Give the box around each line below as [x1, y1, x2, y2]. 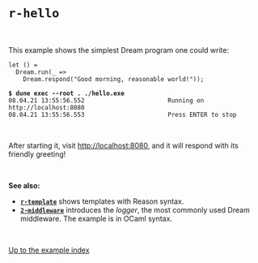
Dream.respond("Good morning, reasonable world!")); [23, 75, 205, 83]
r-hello [8, 6, 60, 21]
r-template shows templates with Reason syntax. [19, 196, 184, 206]
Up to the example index [8, 245, 91, 255]
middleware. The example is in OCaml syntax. [19, 213, 172, 223]
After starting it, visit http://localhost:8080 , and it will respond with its [8, 140, 239, 150]
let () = [8, 61, 38, 69]
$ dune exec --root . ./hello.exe [8, 89, 125, 97]
